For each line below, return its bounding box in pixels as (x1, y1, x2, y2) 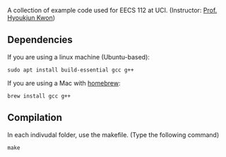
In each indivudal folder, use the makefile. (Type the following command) (7, 130, 220, 139)
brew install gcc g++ (7, 92, 71, 100)
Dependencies (7, 34, 73, 46)
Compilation (7, 112, 62, 124)
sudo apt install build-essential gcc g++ (7, 66, 134, 74)
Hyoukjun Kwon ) (7, 13, 55, 22)
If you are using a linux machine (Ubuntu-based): (7, 52, 150, 61)
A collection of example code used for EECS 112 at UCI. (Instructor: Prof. (7, 6, 218, 14)
